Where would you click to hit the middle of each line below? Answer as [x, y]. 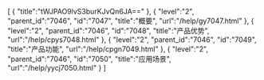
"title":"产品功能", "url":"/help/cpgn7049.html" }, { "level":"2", [108, 49]
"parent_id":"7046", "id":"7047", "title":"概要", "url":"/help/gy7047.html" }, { [131, 21]
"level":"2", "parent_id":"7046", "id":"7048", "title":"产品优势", [108, 30]
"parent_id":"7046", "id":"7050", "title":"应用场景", [90, 59]
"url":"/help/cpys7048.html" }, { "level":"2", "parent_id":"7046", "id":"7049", [132, 40]
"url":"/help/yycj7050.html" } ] [57, 68]
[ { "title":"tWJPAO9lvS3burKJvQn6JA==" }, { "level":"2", [101, 11]
